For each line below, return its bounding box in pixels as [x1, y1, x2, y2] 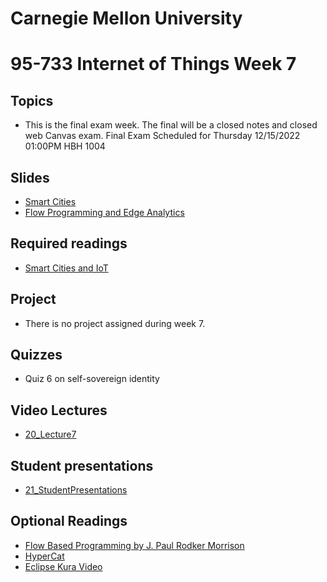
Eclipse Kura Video [24, 560, 103, 572]
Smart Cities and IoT [24, 262, 109, 274]
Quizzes [10, 347, 63, 364]
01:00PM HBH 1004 [24, 140, 106, 152]
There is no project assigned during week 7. [24, 317, 206, 329]
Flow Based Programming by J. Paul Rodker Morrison [24, 539, 245, 551]
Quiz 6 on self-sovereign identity [24, 373, 160, 385]
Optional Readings [10, 513, 128, 530]
